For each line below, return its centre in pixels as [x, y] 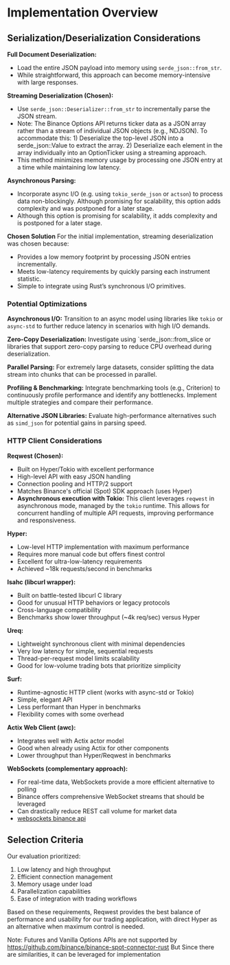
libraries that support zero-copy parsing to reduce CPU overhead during [109, 347]
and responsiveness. [47, 520]
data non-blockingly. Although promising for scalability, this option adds [119, 201]
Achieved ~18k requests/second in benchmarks [84, 568]
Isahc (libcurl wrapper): [42, 582]
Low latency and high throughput [64, 870]
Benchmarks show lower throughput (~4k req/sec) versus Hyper [108, 617]
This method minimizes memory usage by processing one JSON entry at [120, 160]
